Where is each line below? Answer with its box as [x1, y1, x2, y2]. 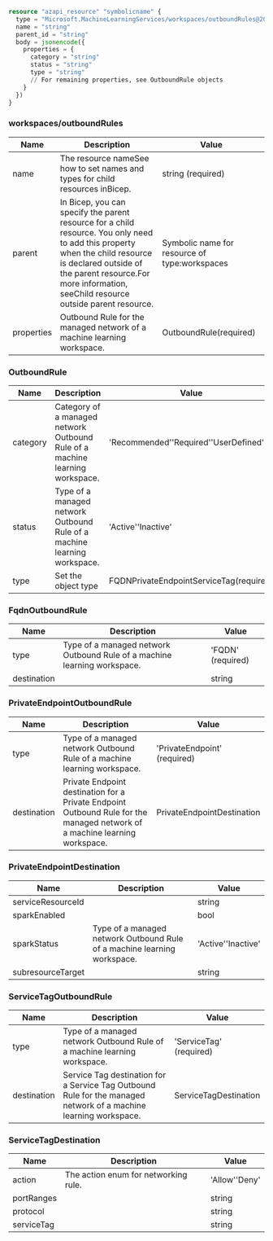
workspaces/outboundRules [8, 118, 123, 129]
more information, [59, 278, 128, 289]
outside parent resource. [59, 298, 154, 309]
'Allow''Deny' [210, 1174, 261, 1186]
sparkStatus [12, 937, 59, 949]
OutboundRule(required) [162, 327, 256, 338]
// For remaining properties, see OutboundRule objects [29, 76, 223, 84]
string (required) [162, 168, 225, 179]
